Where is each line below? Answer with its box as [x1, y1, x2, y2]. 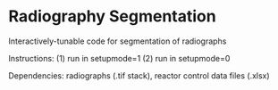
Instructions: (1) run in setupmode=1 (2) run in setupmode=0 [8, 53, 231, 63]
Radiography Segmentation [8, 6, 216, 27]
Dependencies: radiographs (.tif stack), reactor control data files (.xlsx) [8, 70, 270, 81]
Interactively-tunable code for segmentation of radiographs [8, 36, 227, 46]
